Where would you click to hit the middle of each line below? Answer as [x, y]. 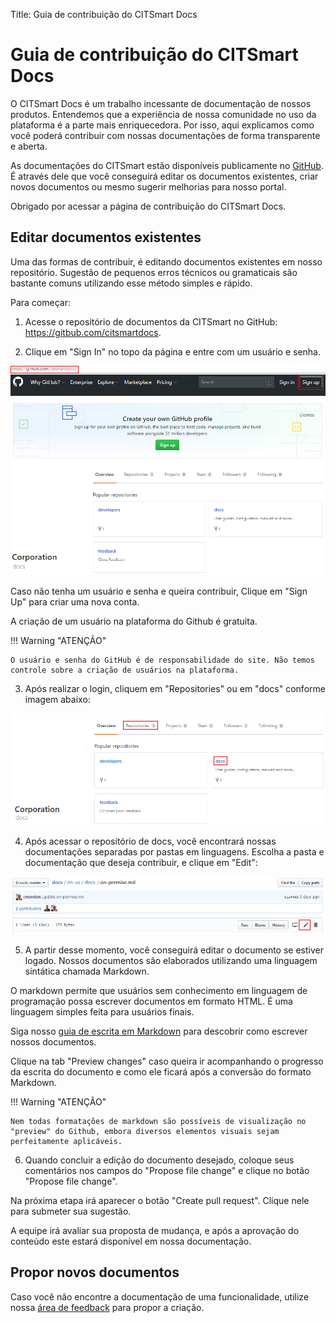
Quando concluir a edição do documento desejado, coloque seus [159, 1160]
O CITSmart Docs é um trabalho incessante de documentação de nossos [161, 103]
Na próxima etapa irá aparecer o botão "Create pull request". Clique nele [160, 1201]
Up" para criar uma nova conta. [75, 602]
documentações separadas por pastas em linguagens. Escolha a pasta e [174, 851]
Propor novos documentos [95, 1272]
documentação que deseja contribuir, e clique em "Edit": [141, 862]
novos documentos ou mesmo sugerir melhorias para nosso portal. [148, 186]
